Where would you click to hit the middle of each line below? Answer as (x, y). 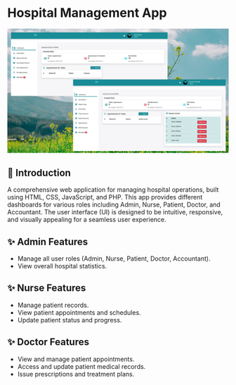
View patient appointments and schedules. (79, 312)
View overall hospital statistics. (62, 266)
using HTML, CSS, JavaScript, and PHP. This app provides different (105, 197)
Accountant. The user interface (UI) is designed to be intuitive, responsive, (115, 212)
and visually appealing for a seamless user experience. (87, 220)
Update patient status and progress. (70, 320)
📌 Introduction (39, 172)
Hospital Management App (87, 13)
